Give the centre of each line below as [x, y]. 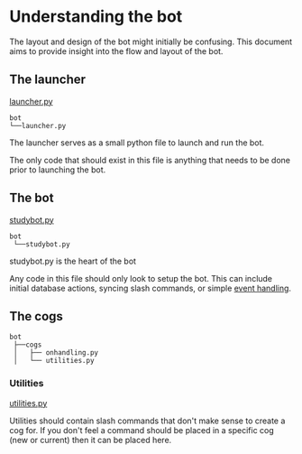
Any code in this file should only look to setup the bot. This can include [141, 278]
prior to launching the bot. [58, 170]
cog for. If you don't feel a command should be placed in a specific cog [142, 430]
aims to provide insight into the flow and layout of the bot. [116, 51]
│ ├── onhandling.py [56, 353]
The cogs [36, 316]
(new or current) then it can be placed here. [91, 440]
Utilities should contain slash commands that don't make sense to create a [147, 421]
